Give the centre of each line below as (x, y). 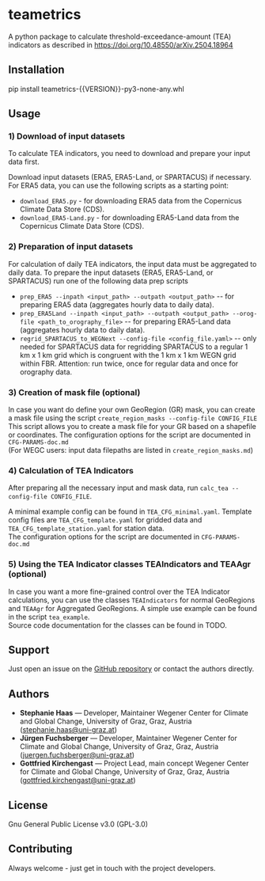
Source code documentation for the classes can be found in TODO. (117, 625)
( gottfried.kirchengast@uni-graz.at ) (78, 780)
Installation (36, 70)
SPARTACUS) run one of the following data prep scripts (98, 281)
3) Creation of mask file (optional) (74, 392)
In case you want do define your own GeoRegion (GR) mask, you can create (132, 410)
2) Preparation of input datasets (71, 247)
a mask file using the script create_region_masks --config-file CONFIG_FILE (133, 418)
